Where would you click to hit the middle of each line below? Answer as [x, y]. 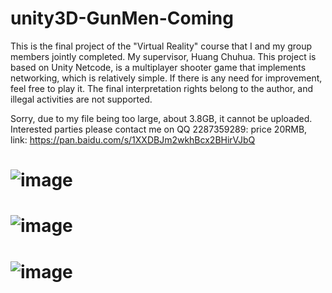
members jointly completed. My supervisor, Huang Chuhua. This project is [163, 56]
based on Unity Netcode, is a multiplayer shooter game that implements [158, 67]
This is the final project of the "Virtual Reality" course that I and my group [161, 46]
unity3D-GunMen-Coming [122, 18]
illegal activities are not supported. [81, 99]
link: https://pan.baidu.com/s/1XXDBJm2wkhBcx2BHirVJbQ [133, 139]
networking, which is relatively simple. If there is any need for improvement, [166, 78]
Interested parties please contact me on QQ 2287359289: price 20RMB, [159, 129]
